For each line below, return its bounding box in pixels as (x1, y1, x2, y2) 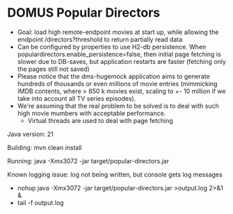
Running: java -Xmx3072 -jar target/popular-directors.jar (7, 156, 169, 165)
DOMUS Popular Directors (7, 5, 161, 21)
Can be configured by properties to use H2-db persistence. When (17, 42, 207, 51)
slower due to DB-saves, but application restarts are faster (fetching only (17, 57, 226, 65)
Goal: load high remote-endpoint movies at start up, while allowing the (17, 28, 219, 36)
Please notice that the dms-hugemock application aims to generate (17, 72, 210, 81)
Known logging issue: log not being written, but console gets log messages (7, 170, 223, 179)
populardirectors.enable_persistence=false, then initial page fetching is (17, 50, 221, 58)
